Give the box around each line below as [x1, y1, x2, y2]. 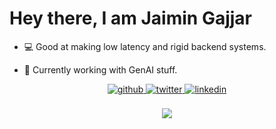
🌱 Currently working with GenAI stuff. [23, 63, 178, 76]
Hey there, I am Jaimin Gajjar [9, 7, 252, 30]
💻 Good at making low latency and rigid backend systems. [23, 40, 267, 52]
